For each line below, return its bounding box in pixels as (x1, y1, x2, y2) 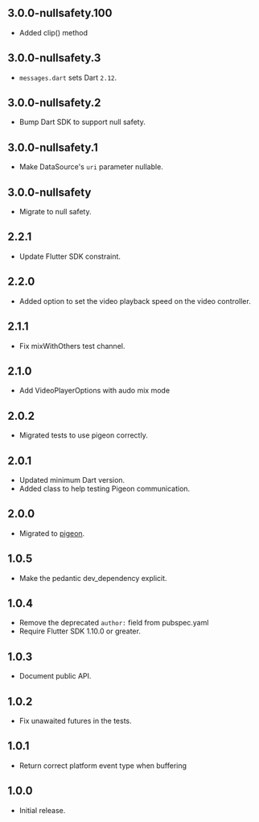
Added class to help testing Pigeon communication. (18, 484, 191, 493)
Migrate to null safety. (18, 207, 92, 217)
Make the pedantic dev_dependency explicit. (18, 573, 167, 583)
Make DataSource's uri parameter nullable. (18, 162, 164, 172)
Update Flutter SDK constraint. (18, 251, 121, 261)
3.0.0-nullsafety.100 (7, 6, 113, 20)
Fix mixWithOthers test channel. (18, 341, 125, 351)
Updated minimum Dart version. (18, 475, 125, 484)
